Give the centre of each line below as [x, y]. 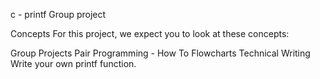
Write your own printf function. [73, 63]
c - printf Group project [58, 14]
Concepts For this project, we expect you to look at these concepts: [150, 33]
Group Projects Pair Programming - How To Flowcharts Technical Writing [160, 53]
